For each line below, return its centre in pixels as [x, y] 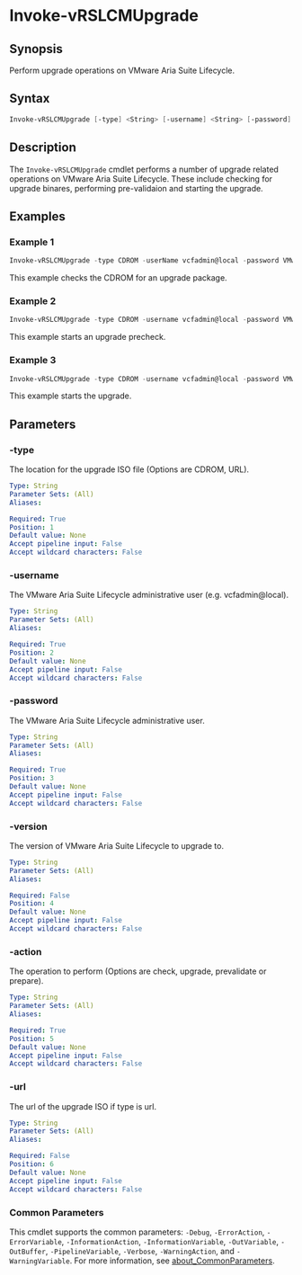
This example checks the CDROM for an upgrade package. [118, 278]
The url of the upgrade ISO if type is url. [83, 1106]
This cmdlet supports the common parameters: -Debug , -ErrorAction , [137, 1232]
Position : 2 [31, 653]
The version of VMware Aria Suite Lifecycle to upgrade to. [117, 845]
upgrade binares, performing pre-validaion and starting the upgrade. [136, 188]
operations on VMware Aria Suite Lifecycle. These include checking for [141, 178]
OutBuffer [28, 1252]
